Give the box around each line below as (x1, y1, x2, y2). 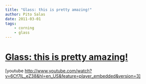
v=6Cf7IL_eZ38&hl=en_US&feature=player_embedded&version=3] (5, 73, 141, 79)
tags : (5, 21, 16, 26)
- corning (14, 26, 35, 31)
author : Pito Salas (5, 12, 46, 17)
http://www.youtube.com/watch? (24, 68, 92, 74)
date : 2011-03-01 (5, 16, 41, 21)
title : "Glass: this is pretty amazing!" (5, 7, 92, 12)
